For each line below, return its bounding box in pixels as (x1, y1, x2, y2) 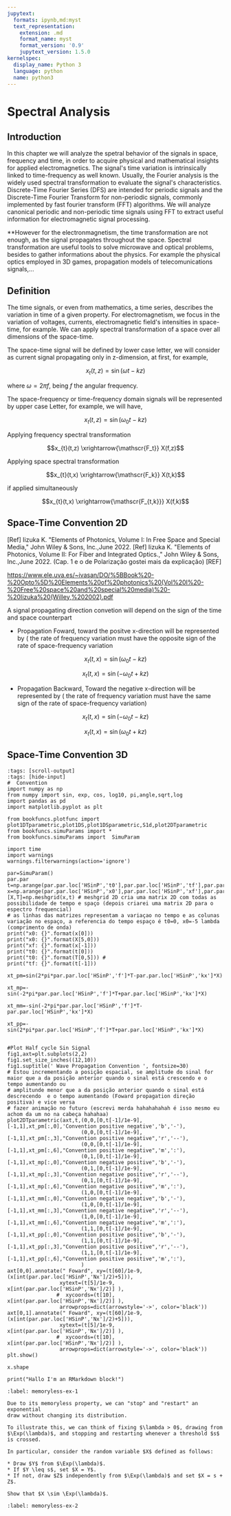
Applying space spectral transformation (7, 457, 120, 465)
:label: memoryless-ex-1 (7, 1388, 78, 1395)
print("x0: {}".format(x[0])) (7, 930, 94, 937)
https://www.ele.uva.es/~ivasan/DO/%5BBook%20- (7, 571, 155, 579)
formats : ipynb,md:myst (13, 17, 81, 23)
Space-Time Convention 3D (7, 749, 129, 761)
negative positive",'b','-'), (99, 1159, 186, 1166)
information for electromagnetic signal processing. (7, 215, 151, 224)
